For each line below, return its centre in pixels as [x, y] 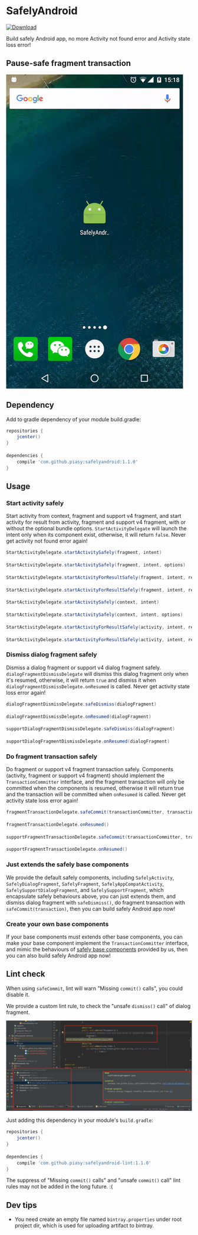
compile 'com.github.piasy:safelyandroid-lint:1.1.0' [84, 1163]
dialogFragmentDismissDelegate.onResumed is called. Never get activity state [98, 686]
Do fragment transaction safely [52, 757]
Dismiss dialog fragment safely [52, 655]
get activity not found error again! [47, 541]
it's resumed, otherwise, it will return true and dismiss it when [81, 680]
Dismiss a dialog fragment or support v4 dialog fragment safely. [84, 668]
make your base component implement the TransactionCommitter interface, [98, 943]
